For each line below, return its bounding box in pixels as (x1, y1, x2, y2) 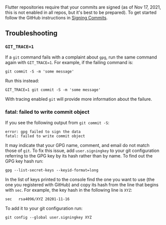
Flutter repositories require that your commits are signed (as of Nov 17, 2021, (5, 4, 161, 10)
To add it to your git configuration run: (5, 205, 83, 211)
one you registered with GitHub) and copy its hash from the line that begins (5, 181, 159, 188)
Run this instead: (5, 77, 40, 83)
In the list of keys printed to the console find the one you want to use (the (5, 176, 155, 182)
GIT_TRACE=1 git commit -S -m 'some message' (5, 87, 101, 92)
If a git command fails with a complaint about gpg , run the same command (5, 54, 157, 60)
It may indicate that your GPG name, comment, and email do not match (5, 142, 150, 148)
